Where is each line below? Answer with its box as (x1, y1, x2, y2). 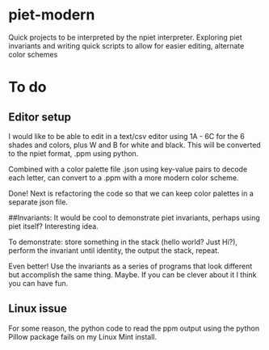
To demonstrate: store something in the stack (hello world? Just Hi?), (8, 237, 238, 247)
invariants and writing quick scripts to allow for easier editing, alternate (8, 40, 245, 50)
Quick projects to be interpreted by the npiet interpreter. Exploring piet (8, 32, 242, 42)
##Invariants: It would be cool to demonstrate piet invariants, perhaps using (8, 213, 260, 222)
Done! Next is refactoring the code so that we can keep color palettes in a (8, 188, 254, 198)
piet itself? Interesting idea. (8, 221, 99, 231)
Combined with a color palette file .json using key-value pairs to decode (8, 164, 248, 174)
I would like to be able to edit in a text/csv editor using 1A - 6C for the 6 (8, 131, 245, 141)
